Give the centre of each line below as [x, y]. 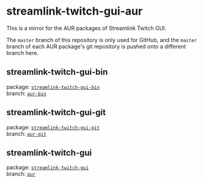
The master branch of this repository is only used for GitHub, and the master [102, 40]
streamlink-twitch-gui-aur [74, 11]
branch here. [22, 52]
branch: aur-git [27, 134]
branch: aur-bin [27, 93]
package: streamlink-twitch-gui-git [53, 127]
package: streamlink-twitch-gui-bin [53, 87]
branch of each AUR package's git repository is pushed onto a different [96, 46]
